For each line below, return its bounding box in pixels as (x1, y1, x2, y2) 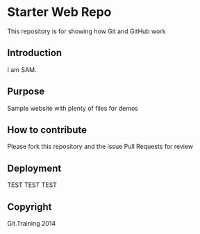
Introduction (7, 47, 62, 59)
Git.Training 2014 (7, 219, 56, 227)
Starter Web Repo (7, 4, 112, 20)
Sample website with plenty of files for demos (7, 104, 139, 112)
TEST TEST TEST (7, 181, 58, 189)
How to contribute (7, 124, 87, 136)
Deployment (7, 162, 62, 174)
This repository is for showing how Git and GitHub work (7, 27, 166, 35)
